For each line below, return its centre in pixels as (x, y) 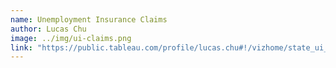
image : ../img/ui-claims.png (71, 38)
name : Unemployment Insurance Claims (89, 19)
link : (21, 47)
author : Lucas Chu (48, 29)
